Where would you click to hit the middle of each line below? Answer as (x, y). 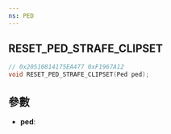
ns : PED (21, 16)
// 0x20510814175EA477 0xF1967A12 (67, 67)
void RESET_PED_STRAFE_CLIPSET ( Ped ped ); (79, 75)
